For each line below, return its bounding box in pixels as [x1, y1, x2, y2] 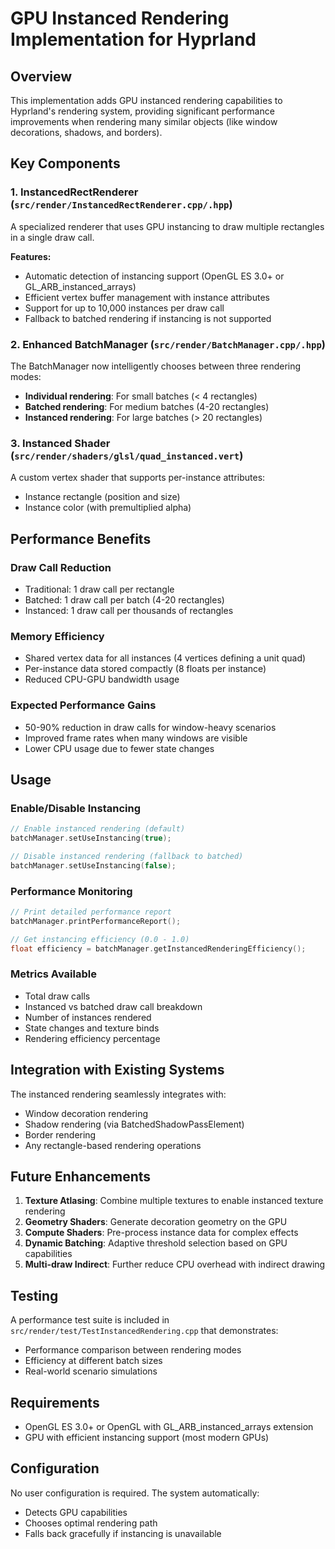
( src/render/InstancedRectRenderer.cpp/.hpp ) [10, 198, 233, 212]
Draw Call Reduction [10, 560, 112, 574]
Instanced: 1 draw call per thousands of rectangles [24, 604, 234, 616]
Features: [10, 250, 52, 262]
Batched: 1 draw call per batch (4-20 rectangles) [24, 593, 225, 606]
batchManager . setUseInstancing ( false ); [10, 860, 177, 871]
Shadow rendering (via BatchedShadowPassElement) [24, 1118, 245, 1130]
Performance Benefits [10, 530, 152, 547]
